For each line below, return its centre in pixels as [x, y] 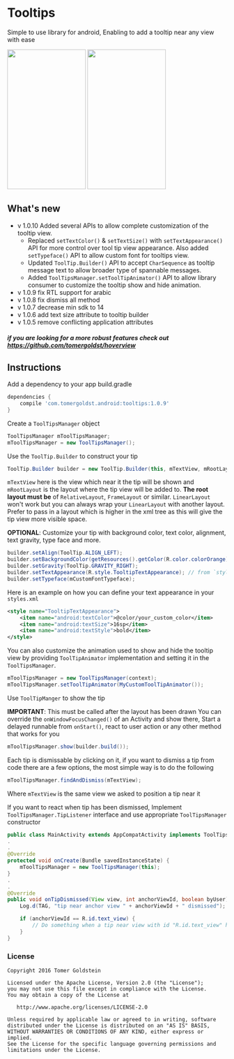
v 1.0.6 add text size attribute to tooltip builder [83, 314]
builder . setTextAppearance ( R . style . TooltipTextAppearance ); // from [109, 573]
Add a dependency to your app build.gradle [70, 384]
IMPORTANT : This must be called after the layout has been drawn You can [114, 711]
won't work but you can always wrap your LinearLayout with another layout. [116, 504]
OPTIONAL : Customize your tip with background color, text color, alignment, [117, 533]
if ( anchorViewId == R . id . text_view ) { [78, 919]
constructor [24, 821]
